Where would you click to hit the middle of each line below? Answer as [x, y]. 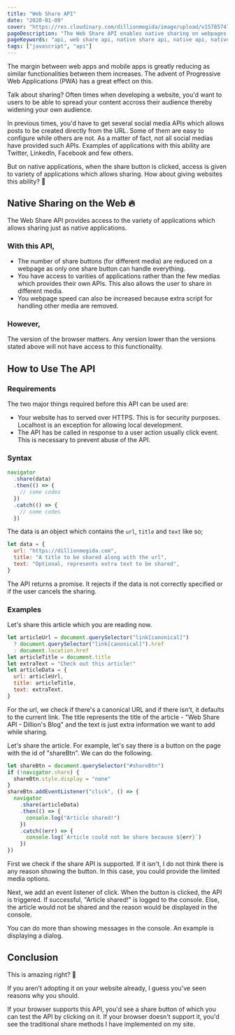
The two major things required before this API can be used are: [98, 404]
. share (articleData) [50, 805]
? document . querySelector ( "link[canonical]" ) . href [89, 644]
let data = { [26, 544]
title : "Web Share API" [42, 14]
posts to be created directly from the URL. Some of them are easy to [106, 131]
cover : [17, 27]
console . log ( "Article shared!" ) [73, 818]
